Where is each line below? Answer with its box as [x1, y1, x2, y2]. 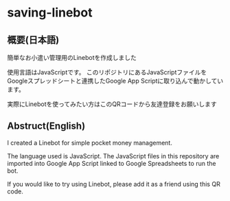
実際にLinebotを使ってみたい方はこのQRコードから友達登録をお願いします [7, 100, 218, 108]
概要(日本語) [7, 34, 60, 45]
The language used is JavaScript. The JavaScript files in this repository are [7, 151, 220, 160]
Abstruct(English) [7, 120, 86, 132]
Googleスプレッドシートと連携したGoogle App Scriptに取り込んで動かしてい [7, 77, 224, 85]
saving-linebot [7, 5, 93, 21]
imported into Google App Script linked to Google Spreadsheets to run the [7, 159, 216, 167]
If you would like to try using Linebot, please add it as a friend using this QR [7, 180, 221, 188]
